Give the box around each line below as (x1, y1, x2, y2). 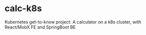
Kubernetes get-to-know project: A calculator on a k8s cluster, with (4, 19, 142, 25)
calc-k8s (4, 3, 42, 14)
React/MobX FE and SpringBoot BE (4, 24, 76, 30)
